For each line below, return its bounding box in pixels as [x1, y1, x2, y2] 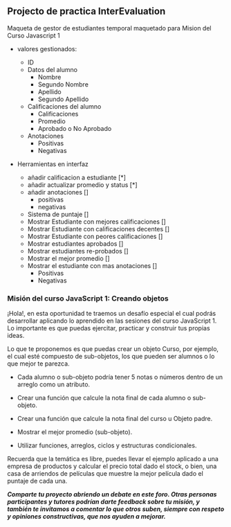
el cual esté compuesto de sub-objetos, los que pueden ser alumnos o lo [7, 352, 215, 361]
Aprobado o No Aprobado [37, 124, 112, 132]
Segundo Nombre [37, 80, 89, 89]
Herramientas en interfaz [17, 159, 89, 168]
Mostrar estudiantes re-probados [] [27, 247, 129, 255]
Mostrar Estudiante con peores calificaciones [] [27, 232, 163, 240]
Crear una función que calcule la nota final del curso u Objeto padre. [17, 415, 213, 423]
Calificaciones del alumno [27, 102, 102, 110]
